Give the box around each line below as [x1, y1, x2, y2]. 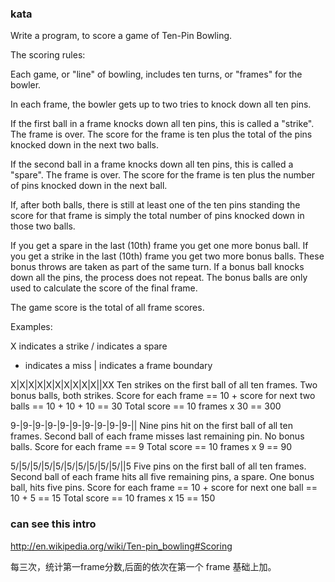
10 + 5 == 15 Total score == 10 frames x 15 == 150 [10, 492, 216, 504]
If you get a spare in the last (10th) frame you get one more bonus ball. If [10, 240, 309, 252]
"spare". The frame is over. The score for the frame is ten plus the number [10, 169, 316, 181]
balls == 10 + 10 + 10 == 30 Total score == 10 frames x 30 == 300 [10, 400, 282, 412]
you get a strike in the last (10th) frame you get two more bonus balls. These [10, 250, 325, 262]
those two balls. [10, 220, 76, 232]
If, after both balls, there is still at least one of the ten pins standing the [10, 199, 301, 211]
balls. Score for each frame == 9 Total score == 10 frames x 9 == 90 [10, 441, 292, 453]
